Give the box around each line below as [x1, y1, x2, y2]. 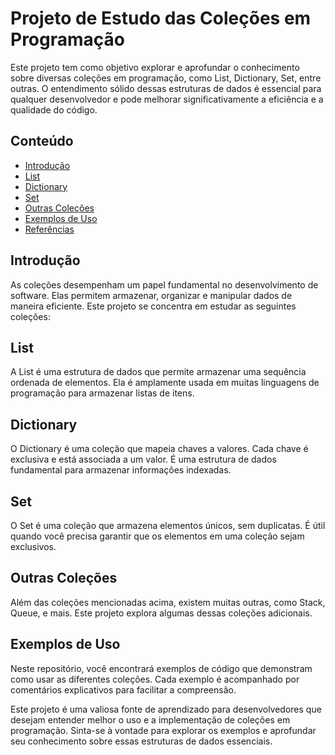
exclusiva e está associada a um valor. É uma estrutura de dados [10, 453, 277, 466]
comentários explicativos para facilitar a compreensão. [10, 683, 237, 696]
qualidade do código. [10, 103, 98, 116]
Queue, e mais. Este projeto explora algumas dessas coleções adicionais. [10, 607, 313, 619]
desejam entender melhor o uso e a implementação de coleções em [10, 713, 291, 726]
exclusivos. [10, 541, 57, 552]
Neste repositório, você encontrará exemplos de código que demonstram [10, 662, 313, 674]
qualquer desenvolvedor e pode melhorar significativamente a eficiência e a [10, 93, 324, 105]
